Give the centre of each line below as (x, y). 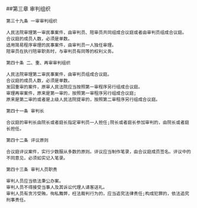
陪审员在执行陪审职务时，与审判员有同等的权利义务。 (61, 52)
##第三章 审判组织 (28, 9)
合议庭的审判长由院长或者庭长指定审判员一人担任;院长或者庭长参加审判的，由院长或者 (96, 123)
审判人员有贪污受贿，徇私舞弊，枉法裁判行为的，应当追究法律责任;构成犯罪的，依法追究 (98, 194)
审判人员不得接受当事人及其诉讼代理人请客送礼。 (57, 187)
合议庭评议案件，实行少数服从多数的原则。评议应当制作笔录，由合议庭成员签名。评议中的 (98, 152)
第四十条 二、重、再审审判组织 (38, 63)
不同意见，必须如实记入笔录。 (37, 158)
